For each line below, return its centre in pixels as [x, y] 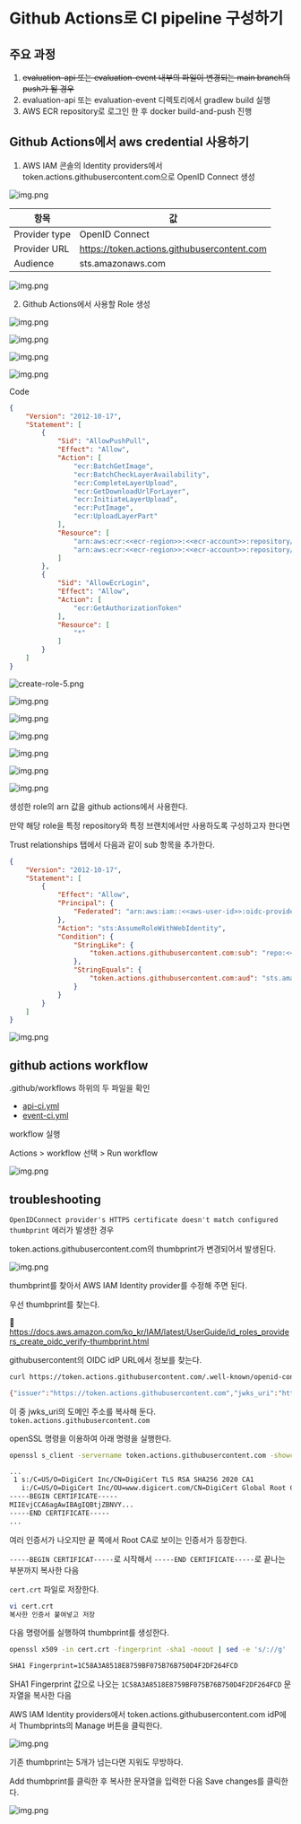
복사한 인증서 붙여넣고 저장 [52, 1615]
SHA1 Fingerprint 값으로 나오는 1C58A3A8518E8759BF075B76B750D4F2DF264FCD [146, 1684]
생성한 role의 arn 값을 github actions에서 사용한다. [99, 806]
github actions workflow [79, 1065]
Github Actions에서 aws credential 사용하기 [129, 142]
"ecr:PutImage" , [103, 508]
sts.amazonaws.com [122, 263]
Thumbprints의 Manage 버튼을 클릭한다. [90, 1726]
